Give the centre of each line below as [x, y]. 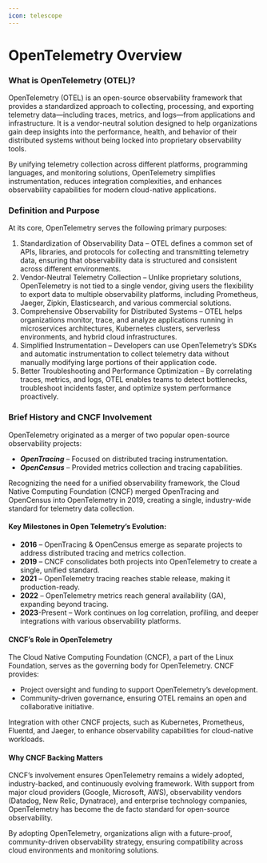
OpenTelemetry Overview [95, 55]
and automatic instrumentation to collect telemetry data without [124, 354]
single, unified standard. [60, 570]
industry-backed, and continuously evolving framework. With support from [132, 784]
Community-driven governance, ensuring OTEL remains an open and [133, 698]
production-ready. [50, 587]
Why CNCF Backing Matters [56, 757]
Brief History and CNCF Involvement [80, 417]
